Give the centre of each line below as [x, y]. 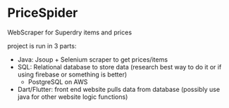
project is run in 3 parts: [42, 46]
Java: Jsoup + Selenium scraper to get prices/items [92, 59]
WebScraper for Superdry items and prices [70, 32]
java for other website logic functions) [73, 97]
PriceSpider [43, 13]
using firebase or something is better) [72, 74]
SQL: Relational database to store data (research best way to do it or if [119, 67]
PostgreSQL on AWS [58, 81]
